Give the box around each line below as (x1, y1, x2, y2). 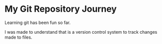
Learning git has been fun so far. (4, 20, 71, 25)
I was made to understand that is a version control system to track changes (4, 29, 158, 35)
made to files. (4, 34, 32, 40)
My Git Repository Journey (4, 3, 117, 15)
